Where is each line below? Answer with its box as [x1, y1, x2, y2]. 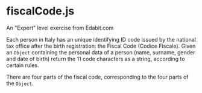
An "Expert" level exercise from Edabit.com [6, 24, 114, 31]
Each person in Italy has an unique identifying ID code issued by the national [6, 36, 196, 43]
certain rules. [6, 62, 39, 69]
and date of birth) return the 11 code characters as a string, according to [6, 55, 185, 62]
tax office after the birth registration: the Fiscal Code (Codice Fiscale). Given [6, 42, 196, 50]
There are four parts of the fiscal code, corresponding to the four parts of [6, 73, 189, 80]
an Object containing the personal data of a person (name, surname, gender [6, 48, 195, 56]
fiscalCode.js [6, 4, 75, 18]
